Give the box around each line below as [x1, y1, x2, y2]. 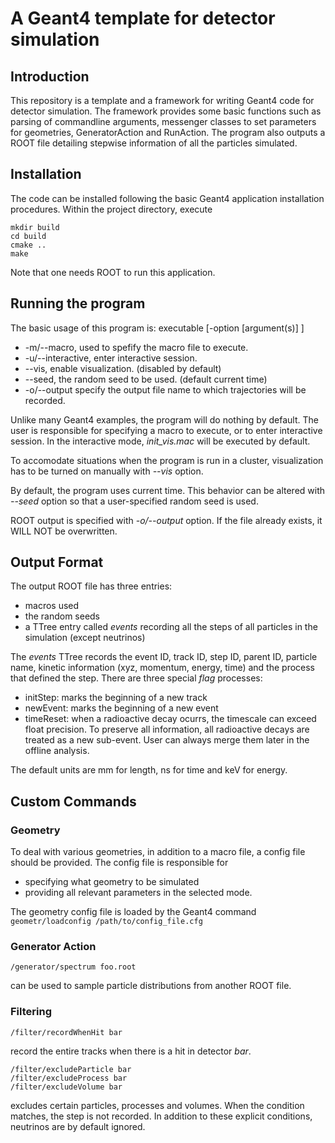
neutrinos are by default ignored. [10, 1120, 146, 1132]
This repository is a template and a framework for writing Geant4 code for [10, 95, 315, 106]
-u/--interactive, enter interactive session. [24, 352, 198, 364]
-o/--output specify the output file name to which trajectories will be [24, 383, 307, 396]
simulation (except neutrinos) [24, 632, 146, 644]
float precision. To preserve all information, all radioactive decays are [24, 723, 310, 736]
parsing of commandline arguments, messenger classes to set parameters [10, 116, 317, 127]
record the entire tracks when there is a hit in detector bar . [10, 1045, 252, 1057]
